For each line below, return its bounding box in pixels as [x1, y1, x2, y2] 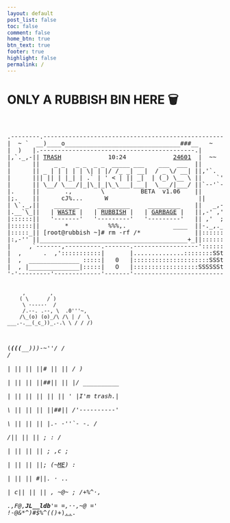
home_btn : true [7, 36, 51, 42]
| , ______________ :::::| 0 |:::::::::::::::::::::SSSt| [7, 256, 228, 264]
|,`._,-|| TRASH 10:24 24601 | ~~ [7, 153, 217, 161]
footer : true [7, 49, 44, 56]
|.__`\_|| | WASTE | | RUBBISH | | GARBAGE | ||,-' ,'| [7, 208, 228, 216]
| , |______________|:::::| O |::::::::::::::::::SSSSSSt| [7, 263, 228, 271]
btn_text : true [7, 42, 51, 49]
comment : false [7, 29, 51, 36]
